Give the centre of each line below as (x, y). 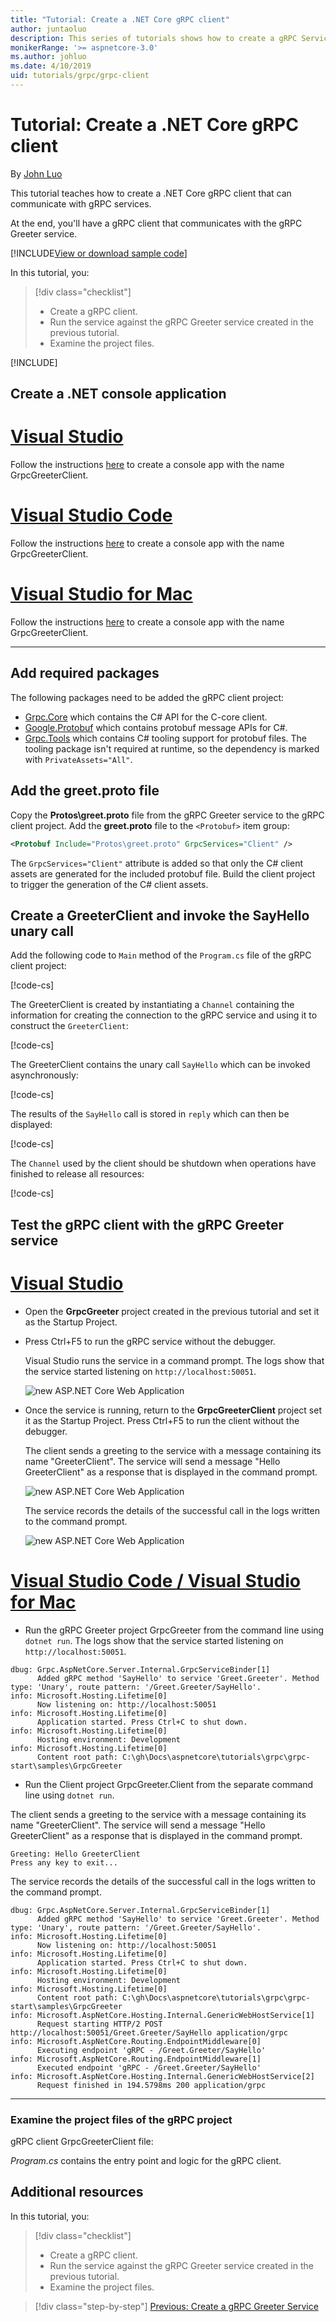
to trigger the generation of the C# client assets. (109, 884)
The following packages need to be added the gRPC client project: (147, 697)
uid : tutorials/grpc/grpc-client (80, 76)
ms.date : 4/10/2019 (51, 66)
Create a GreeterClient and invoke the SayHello (160, 915)
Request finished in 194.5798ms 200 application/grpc (151, 2085)
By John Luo (36, 173)
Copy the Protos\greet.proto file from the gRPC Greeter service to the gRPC (167, 815)
